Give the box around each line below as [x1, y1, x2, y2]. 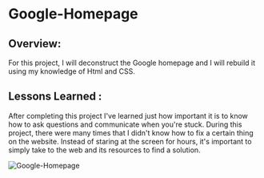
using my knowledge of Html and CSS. [8, 67, 136, 76]
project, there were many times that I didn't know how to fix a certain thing [8, 127, 254, 137]
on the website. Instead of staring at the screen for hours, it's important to [8, 136, 252, 146]
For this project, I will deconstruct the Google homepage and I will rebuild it [8, 58, 256, 67]
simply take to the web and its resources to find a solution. [8, 145, 202, 155]
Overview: [8, 37, 62, 51]
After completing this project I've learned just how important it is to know [8, 111, 248, 120]
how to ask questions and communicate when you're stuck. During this [8, 119, 242, 129]
